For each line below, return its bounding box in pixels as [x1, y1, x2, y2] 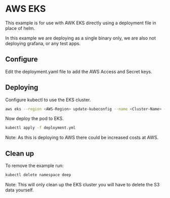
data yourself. [5, 187, 34, 193]
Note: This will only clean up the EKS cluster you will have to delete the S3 [5, 182, 160, 187]
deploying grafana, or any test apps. [5, 40, 81, 46]
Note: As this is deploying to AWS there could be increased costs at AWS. [5, 135, 158, 141]
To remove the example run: [5, 163, 64, 169]
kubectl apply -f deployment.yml [5, 125, 76, 131]
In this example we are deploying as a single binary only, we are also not [5, 35, 156, 41]
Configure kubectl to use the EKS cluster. [5, 97, 91, 103]
